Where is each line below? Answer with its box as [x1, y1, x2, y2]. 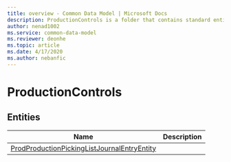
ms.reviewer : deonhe [7, 36, 67, 43]
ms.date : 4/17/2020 [7, 49, 63, 56]
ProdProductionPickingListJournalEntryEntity [10, 143, 157, 153]
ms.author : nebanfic [7, 55, 67, 62]
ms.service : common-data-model [7, 29, 97, 36]
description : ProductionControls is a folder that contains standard [7, 16, 211, 23]
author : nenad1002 [7, 23, 60, 30]
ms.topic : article [7, 42, 60, 49]
